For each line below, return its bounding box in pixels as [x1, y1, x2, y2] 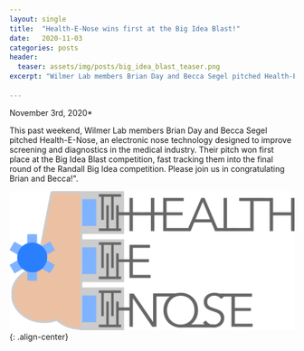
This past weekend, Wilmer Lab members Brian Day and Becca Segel [9, 125, 268, 136]
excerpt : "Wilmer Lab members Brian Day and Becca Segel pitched [9, 72, 261, 81]
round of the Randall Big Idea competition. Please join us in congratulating [9, 163, 285, 174]
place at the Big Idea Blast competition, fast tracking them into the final [9, 154, 274, 165]
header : [9, 52, 39, 62]
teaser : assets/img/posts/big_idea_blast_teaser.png [17, 62, 221, 71]
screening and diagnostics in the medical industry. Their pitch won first [9, 144, 274, 155]
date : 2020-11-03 [9, 33, 83, 43]
